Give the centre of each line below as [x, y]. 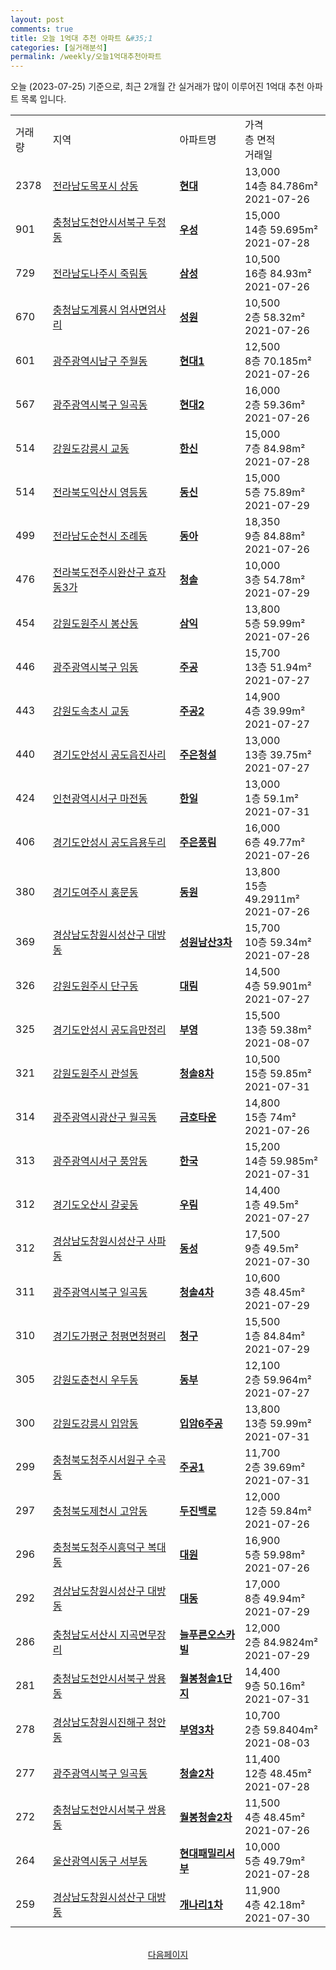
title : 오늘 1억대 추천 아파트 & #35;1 [81, 38]
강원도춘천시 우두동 [95, 1380]
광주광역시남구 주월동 [100, 361]
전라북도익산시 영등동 [100, 493]
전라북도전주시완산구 [98, 573]
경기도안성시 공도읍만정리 [109, 1030]
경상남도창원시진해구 [98, 1723]
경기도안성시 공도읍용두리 [109, 843]
